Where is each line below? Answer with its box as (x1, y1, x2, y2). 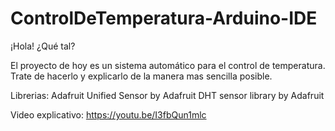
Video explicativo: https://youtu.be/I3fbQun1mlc (10, 108, 207, 121)
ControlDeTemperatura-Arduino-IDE (10, 7, 318, 30)
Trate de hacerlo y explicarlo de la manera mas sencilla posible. (10, 70, 273, 82)
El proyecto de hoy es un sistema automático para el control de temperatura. (10, 59, 326, 71)
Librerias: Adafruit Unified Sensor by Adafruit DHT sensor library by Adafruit (10, 89, 325, 101)
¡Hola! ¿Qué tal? (10, 40, 76, 52)
